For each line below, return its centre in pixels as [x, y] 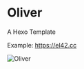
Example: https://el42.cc [42, 45]
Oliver [25, 13]
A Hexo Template [32, 32]
